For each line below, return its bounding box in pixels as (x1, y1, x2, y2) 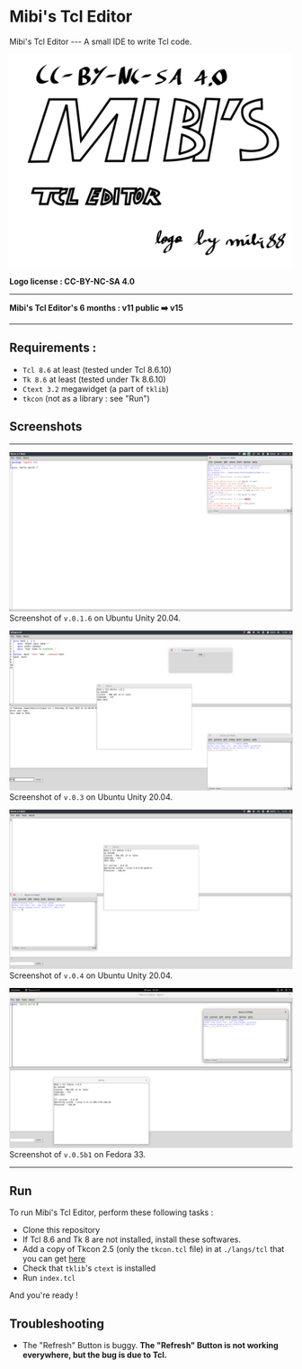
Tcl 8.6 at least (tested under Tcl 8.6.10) (22, 364, 173, 375)
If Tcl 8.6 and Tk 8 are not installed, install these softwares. (22, 1234, 241, 1245)
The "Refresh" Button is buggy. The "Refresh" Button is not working (22, 1340, 279, 1351)
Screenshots (9, 419, 83, 434)
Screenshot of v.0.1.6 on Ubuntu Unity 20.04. (9, 612, 182, 623)
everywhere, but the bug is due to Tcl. (22, 1349, 168, 1361)
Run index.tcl (22, 1273, 76, 1283)
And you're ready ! (9, 1290, 78, 1301)
